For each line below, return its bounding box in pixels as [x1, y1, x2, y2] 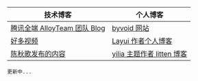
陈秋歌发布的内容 [10, 49, 66, 58]
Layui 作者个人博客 [112, 36, 173, 45]
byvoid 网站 [112, 23, 149, 33]
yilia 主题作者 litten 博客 [112, 49, 188, 58]
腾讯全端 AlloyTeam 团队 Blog [10, 23, 106, 33]
